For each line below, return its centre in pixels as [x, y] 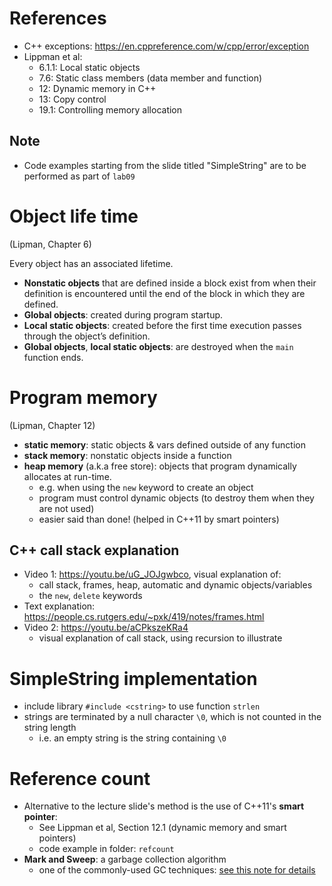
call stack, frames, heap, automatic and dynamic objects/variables [175, 585]
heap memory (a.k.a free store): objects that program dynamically [160, 466]
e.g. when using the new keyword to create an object [146, 487]
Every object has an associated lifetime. [91, 263]
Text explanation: [59, 606]
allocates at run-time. [67, 476]
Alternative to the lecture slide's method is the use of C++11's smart [164, 806]
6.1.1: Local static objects [89, 67]
